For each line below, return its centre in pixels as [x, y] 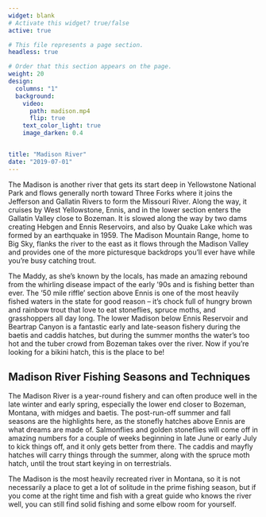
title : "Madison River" [48, 154]
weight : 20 [26, 74]
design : [21, 81]
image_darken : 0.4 [53, 133]
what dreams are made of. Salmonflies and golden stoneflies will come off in [133, 430]
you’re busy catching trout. [52, 260]
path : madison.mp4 [60, 111]
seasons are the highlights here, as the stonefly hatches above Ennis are [127, 422]
